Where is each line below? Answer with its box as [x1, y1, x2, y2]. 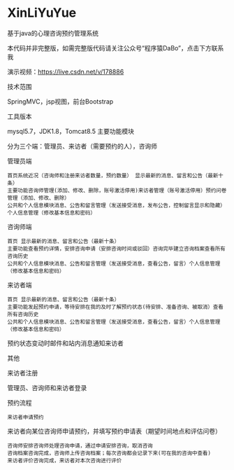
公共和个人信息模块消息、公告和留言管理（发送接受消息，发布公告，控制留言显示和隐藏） [7, 202, 226, 209]
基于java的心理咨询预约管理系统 [7, 29, 99, 37]
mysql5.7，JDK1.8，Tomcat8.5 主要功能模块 [7, 127, 135, 135]
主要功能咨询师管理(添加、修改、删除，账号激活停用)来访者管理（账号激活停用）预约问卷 [7, 187, 227, 194]
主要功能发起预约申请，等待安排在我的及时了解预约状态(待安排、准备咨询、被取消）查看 [7, 303, 224, 310]
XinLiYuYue [7, 5, 77, 21]
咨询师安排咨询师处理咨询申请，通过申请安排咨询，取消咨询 [7, 442, 153, 449]
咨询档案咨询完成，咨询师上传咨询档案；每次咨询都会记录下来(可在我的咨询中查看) [7, 450, 212, 457]
